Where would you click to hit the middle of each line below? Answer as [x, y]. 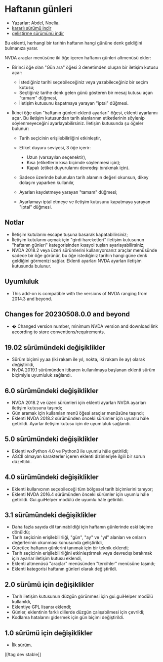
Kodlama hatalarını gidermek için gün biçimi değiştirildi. [68, 618]
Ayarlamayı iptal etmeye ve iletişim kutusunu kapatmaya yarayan [85, 202]
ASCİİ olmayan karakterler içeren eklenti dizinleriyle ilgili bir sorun [78, 456]
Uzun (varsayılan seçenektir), [57, 157]
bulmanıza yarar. [21, 48]
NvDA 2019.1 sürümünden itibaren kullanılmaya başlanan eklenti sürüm [83, 370]
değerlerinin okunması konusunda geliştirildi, [57, 543]
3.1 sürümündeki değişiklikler [51, 515]
